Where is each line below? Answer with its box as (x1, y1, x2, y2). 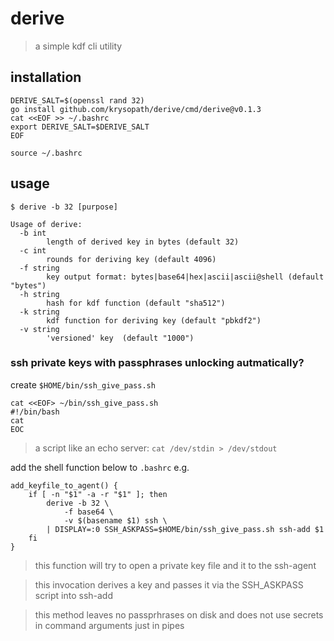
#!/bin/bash (10, 407, 60, 417)
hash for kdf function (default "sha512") (46, 298, 226, 308)
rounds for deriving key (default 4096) (46, 254, 217, 264)
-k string (19, 307, 60, 317)
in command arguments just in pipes (34, 619, 185, 631)
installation (10, 69, 82, 86)
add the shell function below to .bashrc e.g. (10, 461, 190, 473)
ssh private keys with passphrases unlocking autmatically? (10, 356, 305, 370)
